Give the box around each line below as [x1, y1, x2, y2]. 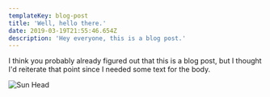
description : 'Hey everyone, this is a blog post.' [8, 34, 186, 42]
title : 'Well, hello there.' [8, 19, 107, 27]
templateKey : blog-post [8, 11, 89, 20]
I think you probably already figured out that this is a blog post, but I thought [8, 56, 262, 66]
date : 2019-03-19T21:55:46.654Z [8, 26, 117, 34]
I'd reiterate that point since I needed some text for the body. [8, 65, 211, 75]
